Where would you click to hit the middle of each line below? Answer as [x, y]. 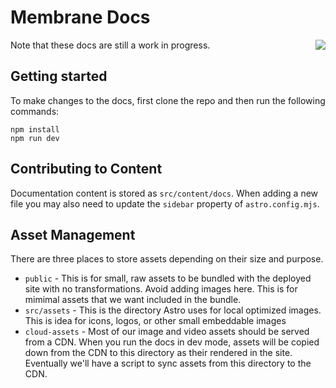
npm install [35, 129]
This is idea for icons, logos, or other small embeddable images [155, 321]
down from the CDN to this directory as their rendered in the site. [158, 353]
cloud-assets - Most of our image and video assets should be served [167, 332]
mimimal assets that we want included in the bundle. [133, 300]
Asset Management [73, 234]
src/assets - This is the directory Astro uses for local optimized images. [173, 310]
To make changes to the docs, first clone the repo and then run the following [168, 100]
